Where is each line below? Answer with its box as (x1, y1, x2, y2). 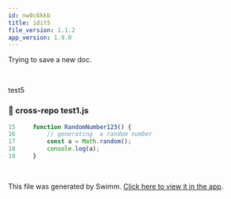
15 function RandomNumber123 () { (8, 123, 132, 131)
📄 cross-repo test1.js (8, 105, 89, 116)
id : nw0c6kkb (8, 11, 51, 20)
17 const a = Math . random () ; (8, 138, 132, 146)
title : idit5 (8, 19, 51, 27)
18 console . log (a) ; (8, 145, 101, 153)
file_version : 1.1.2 (8, 26, 76, 34)
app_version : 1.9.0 (8, 33, 72, 42)
